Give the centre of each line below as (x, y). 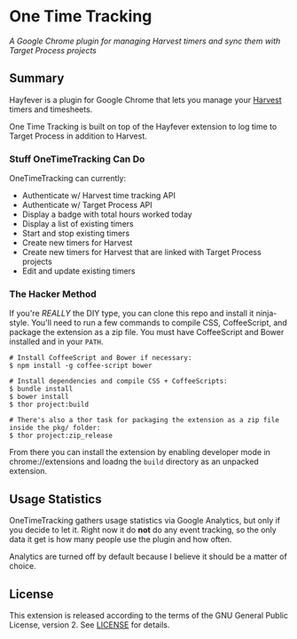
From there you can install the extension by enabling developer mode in (140, 452)
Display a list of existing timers (78, 224)
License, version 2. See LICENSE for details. (90, 625)
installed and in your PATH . (56, 342)
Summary (37, 79)
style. (19, 323)
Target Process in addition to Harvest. (78, 136)
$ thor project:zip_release (61, 436)
